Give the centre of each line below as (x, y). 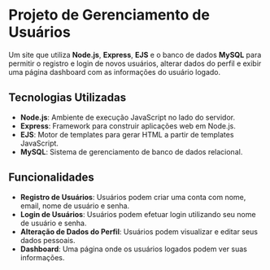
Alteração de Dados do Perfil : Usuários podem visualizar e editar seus (139, 231)
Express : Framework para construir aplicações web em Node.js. (128, 126)
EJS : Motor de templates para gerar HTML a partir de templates (127, 134)
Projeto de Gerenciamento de (109, 15)
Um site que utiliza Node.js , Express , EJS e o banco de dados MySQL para (135, 54)
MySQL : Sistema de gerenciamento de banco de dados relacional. (131, 151)
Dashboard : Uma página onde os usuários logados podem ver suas (134, 249)
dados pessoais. (48, 240)
